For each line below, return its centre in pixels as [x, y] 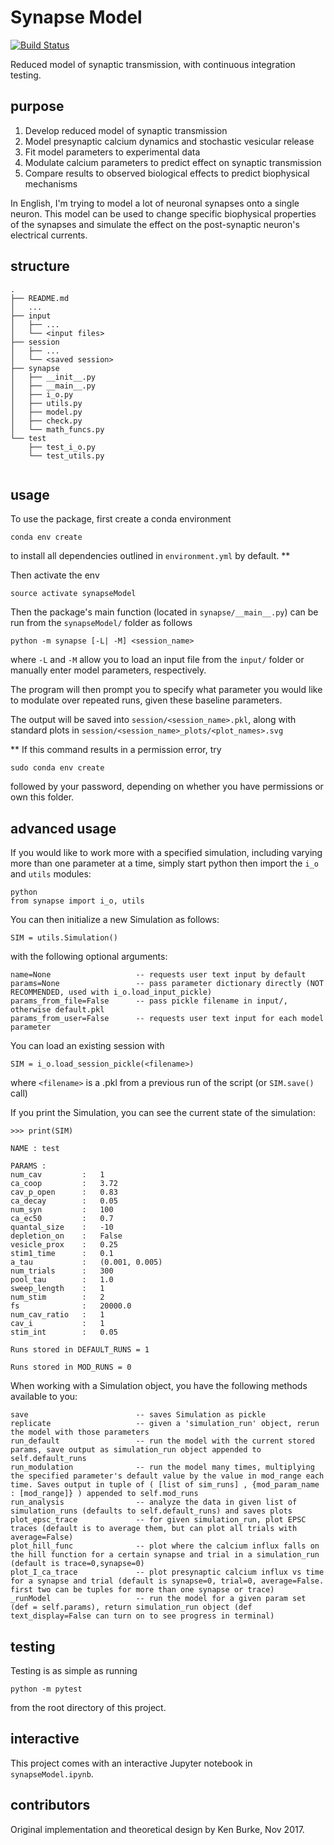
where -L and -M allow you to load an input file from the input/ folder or [157, 660]
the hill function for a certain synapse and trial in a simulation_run [165, 1555]
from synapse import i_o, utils [77, 901]
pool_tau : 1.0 [62, 1280]
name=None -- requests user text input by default [158, 975]
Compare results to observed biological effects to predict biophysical [167, 173]
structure [40, 266]
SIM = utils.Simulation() [64, 938]
